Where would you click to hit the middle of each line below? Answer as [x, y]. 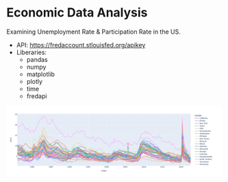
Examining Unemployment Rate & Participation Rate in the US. [93, 32]
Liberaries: [31, 52]
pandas [37, 59]
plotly [34, 81]
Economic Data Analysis [77, 13]
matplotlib [41, 74]
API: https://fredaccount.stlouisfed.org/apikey [81, 45]
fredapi [37, 96]
